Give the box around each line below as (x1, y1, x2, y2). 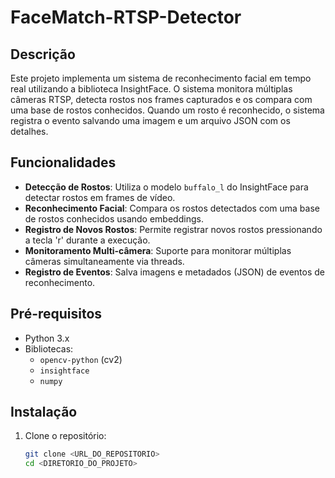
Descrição (10, 46, 76, 63)
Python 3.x (24, 332, 70, 344)
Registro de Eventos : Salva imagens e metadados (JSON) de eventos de (24, 266, 326, 278)
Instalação (10, 404, 78, 421)
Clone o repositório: (24, 430, 107, 442)
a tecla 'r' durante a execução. (24, 234, 151, 246)
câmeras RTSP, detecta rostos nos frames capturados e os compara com (10, 94, 313, 105)
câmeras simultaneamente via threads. (24, 255, 185, 267)
